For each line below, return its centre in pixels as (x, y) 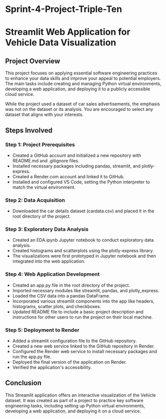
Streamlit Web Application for (68, 32)
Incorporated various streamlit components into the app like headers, (83, 301)
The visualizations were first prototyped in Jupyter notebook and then (84, 256)
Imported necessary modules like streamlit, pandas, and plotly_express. (86, 290)
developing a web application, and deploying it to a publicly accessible (78, 89)
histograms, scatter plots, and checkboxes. (57, 306)
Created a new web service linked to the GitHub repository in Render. (83, 346)
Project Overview (33, 61)
